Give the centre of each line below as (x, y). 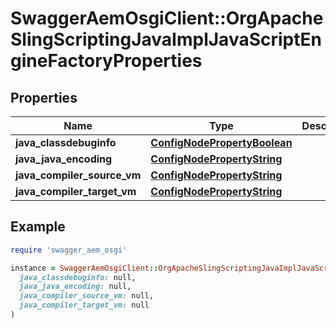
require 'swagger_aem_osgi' (69, 250)
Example (38, 227)
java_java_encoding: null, (75, 287)
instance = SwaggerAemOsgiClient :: (84, 268)
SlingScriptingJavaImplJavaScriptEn (166, 39)
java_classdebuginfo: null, (78, 277)
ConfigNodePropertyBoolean (221, 142)
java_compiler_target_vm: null (84, 305)
